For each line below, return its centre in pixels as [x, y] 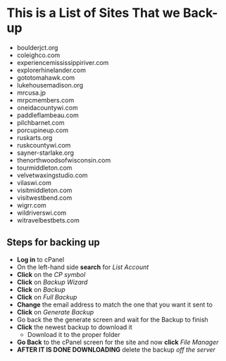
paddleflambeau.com [48, 115]
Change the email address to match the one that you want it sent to [114, 304]
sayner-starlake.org [45, 153]
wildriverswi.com [42, 213]
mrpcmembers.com [45, 100]
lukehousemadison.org [50, 85]
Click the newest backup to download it [74, 327]
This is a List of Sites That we [93, 13]
